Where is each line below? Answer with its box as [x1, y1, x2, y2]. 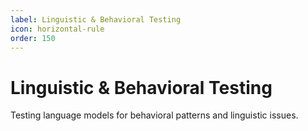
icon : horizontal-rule [10, 24, 105, 34]
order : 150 [10, 33, 56, 43]
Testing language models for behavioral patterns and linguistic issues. [10, 109, 299, 121]
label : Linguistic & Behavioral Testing [10, 14, 182, 25]
